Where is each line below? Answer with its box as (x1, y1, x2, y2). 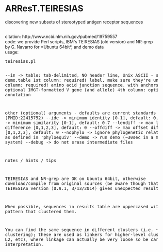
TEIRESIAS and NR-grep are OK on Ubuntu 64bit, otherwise (5, 176, 146, 181)
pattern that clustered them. (5, 209, 77, 214)
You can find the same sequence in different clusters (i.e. (5, 227, 154, 233)
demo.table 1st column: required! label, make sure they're (5, 77, 151, 83)
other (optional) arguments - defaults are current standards (5, 110, 156, 116)
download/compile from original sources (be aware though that (5, 180, 159, 186)
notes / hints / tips (5, 158, 57, 163)
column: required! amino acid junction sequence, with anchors (5, 82, 159, 88)
